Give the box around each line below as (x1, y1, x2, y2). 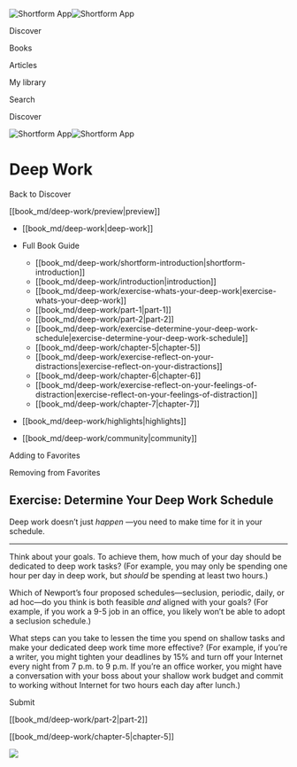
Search (9, 94, 35, 105)
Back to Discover (9, 189, 72, 199)
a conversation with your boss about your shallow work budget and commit (9, 670, 284, 681)
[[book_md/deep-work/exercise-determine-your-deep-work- (34, 323, 259, 334)
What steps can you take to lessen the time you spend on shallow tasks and (9, 632, 286, 643)
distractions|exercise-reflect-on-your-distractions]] (34, 360, 223, 371)
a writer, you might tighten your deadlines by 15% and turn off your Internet (9, 651, 283, 662)
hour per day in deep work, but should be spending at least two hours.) (9, 569, 269, 580)
